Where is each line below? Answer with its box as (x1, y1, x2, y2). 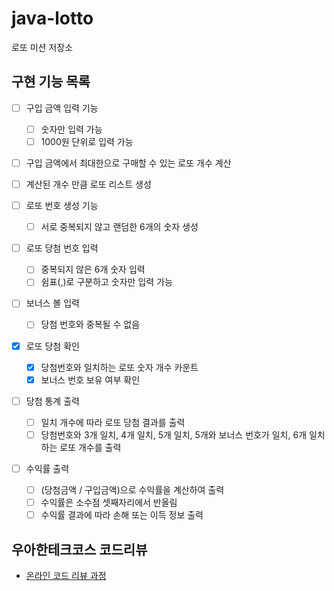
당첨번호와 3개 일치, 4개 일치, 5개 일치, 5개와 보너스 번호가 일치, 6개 (40, 428, 308, 441)
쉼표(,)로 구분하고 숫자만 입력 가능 (40, 276, 173, 288)
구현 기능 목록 (11, 73, 91, 91)
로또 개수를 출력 (59, 441, 122, 453)
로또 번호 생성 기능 (25, 200, 99, 212)
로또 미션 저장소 (11, 41, 74, 53)
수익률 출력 (25, 462, 70, 474)
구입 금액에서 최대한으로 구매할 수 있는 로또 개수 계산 (25, 157, 232, 169)
